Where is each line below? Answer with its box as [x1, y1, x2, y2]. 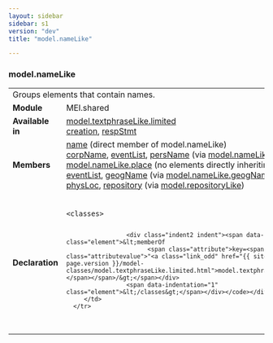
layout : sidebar [8, 11, 63, 20]
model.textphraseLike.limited [66, 115, 176, 126]
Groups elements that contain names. [12, 89, 156, 100]
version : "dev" [8, 27, 60, 35]
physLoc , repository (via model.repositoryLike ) [66, 179, 245, 191]
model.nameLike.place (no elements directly [66, 159, 236, 170]
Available [12, 115, 50, 126]
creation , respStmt [66, 125, 136, 137]
